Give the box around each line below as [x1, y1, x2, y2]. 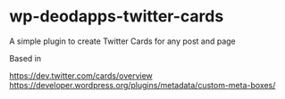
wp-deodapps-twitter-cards [9, 6, 224, 27]
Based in [9, 53, 42, 63]
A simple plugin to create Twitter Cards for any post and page [9, 36, 237, 46]
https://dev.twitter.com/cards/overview [9, 70, 154, 81]
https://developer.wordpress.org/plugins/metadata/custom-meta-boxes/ [9, 79, 276, 90]
